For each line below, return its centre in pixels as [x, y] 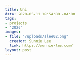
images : [13, 32]
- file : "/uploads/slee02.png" [37, 37]
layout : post [18, 50]
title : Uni [16, 9]
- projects [16, 23]
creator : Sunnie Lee [30, 41]
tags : [10, 18]
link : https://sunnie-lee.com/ [41, 45]
